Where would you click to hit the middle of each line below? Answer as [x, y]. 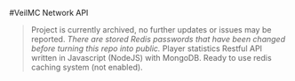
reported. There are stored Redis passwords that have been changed [158, 39]
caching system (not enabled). [87, 67]
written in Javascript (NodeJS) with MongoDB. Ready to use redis [151, 58]
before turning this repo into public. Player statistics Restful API [147, 48]
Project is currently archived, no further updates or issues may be [151, 29]
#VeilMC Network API [49, 13]
